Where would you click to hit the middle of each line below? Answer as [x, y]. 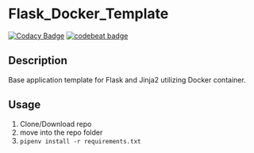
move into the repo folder [61, 132]
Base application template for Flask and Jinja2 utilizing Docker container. [127, 79]
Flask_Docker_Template [89, 14]
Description [38, 61]
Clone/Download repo [56, 124]
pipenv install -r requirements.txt [80, 141]
